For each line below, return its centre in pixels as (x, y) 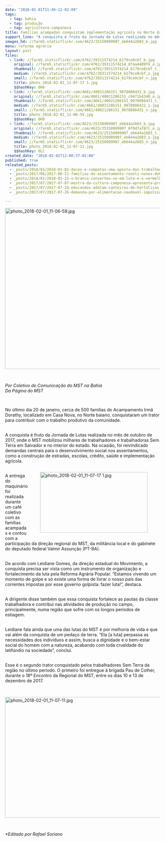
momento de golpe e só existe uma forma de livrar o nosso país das (74, 579)
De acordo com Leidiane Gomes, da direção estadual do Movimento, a (76, 563)
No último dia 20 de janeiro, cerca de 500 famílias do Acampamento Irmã (79, 409)
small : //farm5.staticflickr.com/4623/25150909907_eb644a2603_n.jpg (85, 142)
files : (12, 55)
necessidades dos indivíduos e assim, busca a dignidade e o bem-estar (78, 640)
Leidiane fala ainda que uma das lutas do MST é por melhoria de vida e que (82, 629)
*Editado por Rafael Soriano (34, 834)
